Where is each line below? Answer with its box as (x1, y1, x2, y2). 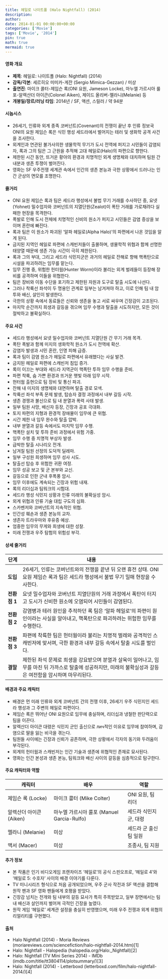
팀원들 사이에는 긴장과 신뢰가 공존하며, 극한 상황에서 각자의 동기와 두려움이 (12, 736, 158, 742)
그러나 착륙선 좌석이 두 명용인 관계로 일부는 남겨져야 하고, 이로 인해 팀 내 (12, 285, 154, 291)
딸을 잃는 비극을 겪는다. (25, 729, 71, 736)
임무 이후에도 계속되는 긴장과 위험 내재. (12, 479, 89, 485)
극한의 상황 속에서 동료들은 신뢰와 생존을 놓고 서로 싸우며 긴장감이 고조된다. (12, 298, 159, 304)
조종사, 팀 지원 (127, 842, 159, 849)
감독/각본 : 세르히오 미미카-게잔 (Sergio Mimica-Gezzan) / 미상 (12, 79, 136, 85)
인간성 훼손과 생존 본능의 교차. (12, 511, 71, 517)
